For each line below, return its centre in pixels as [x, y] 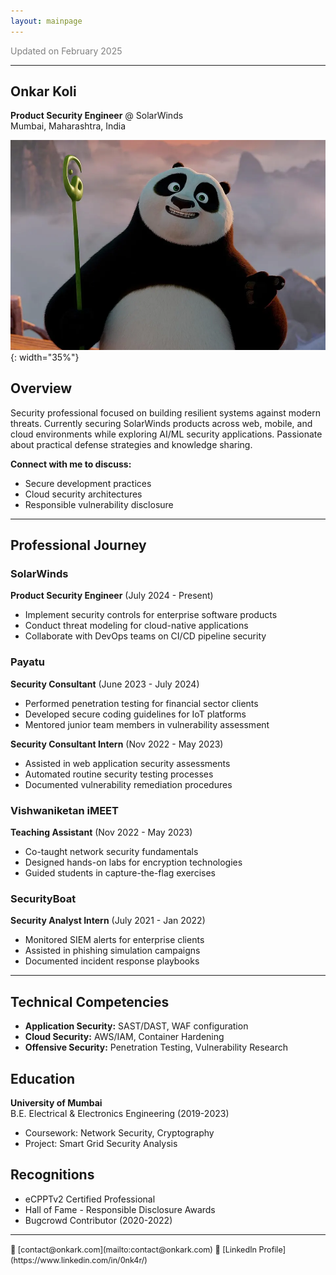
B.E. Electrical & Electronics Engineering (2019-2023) [120, 1113]
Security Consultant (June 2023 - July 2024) [105, 684]
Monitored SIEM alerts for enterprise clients [114, 940]
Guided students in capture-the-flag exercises [120, 873]
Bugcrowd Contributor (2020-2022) [98, 1220]
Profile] [272, 1249]
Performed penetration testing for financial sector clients [141, 703]
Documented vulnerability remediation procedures [128, 784]
